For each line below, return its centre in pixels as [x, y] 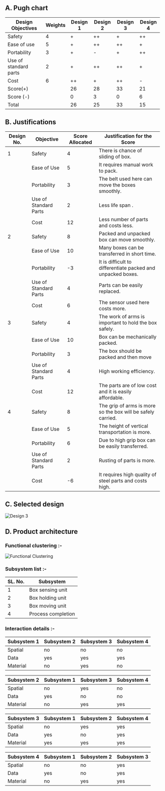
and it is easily [115, 392]
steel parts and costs [123, 481]
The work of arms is [122, 316]
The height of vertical [124, 426]
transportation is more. [125, 432]
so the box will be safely [127, 412]
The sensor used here [124, 302]
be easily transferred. [124, 446]
